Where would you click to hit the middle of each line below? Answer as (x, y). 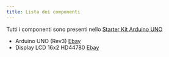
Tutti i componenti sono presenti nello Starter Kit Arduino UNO (84, 29)
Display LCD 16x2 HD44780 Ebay (57, 47)
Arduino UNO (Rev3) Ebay (48, 41)
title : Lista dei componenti (43, 12)
